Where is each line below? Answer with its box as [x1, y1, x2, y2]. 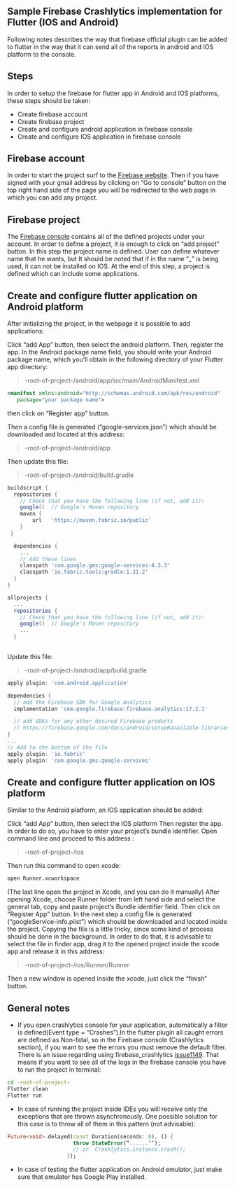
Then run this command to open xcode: [7, 862, 121, 870]
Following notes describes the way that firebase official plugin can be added [7, 35, 227, 43]
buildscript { [7, 484, 49, 491]
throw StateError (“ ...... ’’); [73, 1140, 161, 1147]
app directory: [7, 363, 48, 371]
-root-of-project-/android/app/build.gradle [24, 665, 148, 675]
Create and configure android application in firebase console [17, 125, 193, 133]
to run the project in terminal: [17, 1065, 101, 1074]
